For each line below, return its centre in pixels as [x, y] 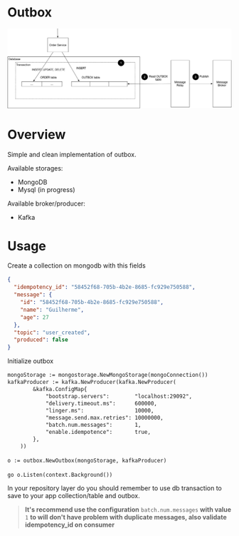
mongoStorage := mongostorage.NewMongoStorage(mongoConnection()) [108, 375]
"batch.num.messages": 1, [93, 425]
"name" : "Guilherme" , [52, 310]
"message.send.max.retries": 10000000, [104, 418]
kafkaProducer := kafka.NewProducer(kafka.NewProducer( [92, 383]
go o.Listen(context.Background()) [60, 475]
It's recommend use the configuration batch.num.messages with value [128, 510]
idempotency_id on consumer [70, 525]
